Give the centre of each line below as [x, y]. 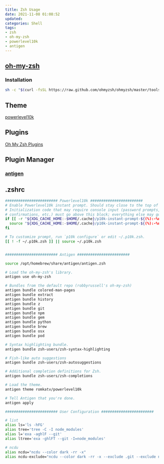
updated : [14, 19]
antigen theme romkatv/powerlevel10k [43, 389]
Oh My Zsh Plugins [24, 144]
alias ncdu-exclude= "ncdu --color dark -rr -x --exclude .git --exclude [81, 457]
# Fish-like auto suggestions [36, 358]
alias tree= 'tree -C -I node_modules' [44, 430]
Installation [19, 80]
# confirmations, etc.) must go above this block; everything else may [79, 214]
